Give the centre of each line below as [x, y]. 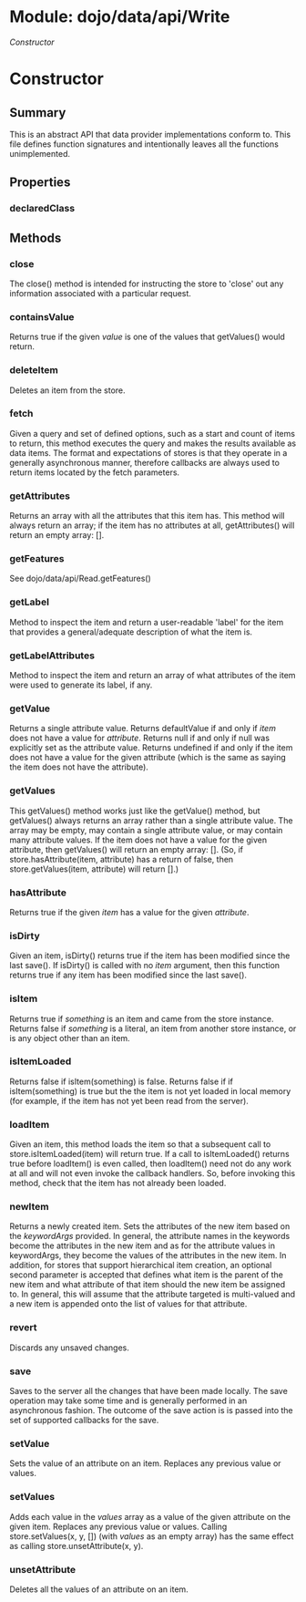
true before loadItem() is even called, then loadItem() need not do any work [150, 1163]
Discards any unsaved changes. [69, 1348]
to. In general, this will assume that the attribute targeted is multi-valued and [153, 1294]
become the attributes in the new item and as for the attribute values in [143, 1245]
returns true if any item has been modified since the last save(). [128, 975]
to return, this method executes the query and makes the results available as [153, 443]
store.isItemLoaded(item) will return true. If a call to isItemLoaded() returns [149, 1154]
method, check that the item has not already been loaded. [118, 1183]
